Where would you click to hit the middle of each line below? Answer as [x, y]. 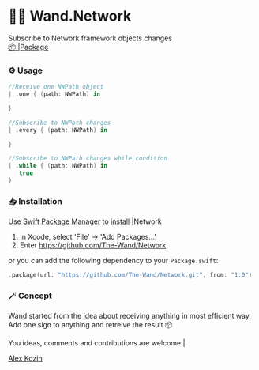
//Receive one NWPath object [56, 87]
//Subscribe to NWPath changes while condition [88, 159]
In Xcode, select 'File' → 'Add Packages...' [88, 237]
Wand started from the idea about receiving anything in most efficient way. [129, 316]
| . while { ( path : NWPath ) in [58, 166]
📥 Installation [36, 201]
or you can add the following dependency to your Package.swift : [113, 261]
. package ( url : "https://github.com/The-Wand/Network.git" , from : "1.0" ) [130, 275]
